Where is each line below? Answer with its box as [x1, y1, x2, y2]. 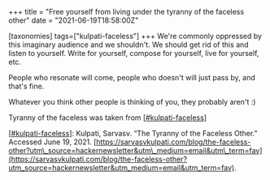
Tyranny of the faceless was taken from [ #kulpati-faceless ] [8, 113, 207, 122]
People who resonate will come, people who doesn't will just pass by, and [8, 73, 255, 82]
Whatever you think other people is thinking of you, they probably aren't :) [8, 97, 256, 106]
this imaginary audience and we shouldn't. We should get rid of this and [8, 40, 250, 49]
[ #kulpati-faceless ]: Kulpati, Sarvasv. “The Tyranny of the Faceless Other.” [8, 129, 258, 138]
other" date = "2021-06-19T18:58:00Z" [8, 15, 139, 25]
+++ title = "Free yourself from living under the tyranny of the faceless [8, 7, 245, 16]
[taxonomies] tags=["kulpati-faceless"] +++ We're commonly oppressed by [8, 32, 263, 41]
